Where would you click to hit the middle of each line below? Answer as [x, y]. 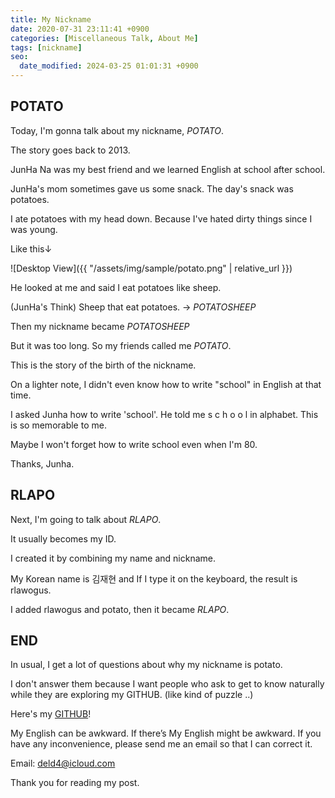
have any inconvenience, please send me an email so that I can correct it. [161, 744]
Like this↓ [31, 248]
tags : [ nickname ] [46, 47]
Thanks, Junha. [42, 463]
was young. [34, 229]
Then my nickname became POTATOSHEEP [100, 326]
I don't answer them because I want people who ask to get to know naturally [167, 684]
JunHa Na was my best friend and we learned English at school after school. [168, 169]
